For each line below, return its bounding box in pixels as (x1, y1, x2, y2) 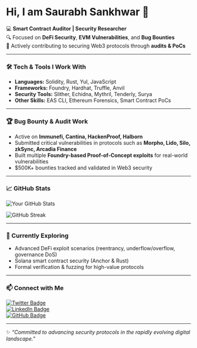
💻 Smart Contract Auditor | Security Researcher (6, 25, 127, 32)
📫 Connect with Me (6, 284, 64, 292)
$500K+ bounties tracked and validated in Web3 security (14, 164, 152, 171)
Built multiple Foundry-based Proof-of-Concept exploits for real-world (14, 152, 188, 159)
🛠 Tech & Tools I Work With (6, 63, 86, 71)
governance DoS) (14, 251, 57, 258)
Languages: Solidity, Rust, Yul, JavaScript (14, 79, 117, 86)
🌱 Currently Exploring (6, 231, 69, 240)
